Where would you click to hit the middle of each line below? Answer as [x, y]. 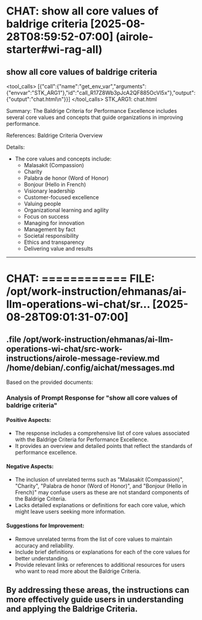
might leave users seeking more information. [70, 512]
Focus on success [46, 216]
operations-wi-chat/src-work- [64, 349]
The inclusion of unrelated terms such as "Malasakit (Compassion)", [99, 480]
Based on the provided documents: [50, 382]
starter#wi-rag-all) [54, 50]
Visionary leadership [49, 191]
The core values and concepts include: [63, 159]
